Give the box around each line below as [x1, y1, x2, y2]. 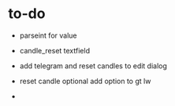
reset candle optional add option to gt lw [19, 76, 151, 86]
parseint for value [19, 31, 77, 40]
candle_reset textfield [19, 46, 91, 55]
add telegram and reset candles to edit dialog [19, 60, 168, 71]
